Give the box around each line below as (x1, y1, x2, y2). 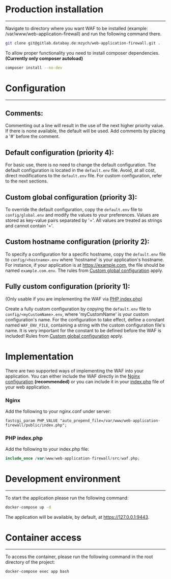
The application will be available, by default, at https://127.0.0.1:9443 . (5, 514, 150, 520)
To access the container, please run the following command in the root (5, 553, 153, 560)
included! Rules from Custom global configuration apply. (5, 333, 124, 339)
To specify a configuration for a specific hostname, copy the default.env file (5, 251, 166, 257)
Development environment (5, 473, 121, 485)
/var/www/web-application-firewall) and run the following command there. (5, 31, 162, 37)
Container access (5, 532, 81, 544)
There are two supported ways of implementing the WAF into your (5, 367, 144, 374)
